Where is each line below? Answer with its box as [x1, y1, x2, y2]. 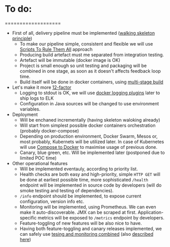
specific [19, 214, 37, 220]
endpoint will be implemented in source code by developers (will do [19, 182, 162, 188]
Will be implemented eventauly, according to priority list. [19, 166, 138, 172]
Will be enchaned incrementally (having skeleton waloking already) [19, 117, 161, 123]
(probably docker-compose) [19, 127, 79, 133]
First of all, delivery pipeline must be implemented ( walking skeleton [12, 30, 155, 36]
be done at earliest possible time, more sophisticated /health [19, 176, 149, 183]
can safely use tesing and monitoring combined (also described [19, 231, 154, 237]
